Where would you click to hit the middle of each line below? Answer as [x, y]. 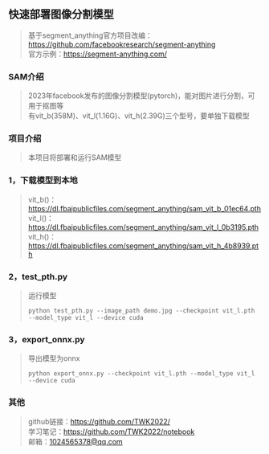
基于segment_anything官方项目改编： [90, 35]
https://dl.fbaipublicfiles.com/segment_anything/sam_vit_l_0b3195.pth [143, 227]
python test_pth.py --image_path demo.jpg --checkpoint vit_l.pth [141, 311]
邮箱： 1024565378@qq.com [75, 441]
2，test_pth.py [38, 276]
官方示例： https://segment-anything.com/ [97, 54]
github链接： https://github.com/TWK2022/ [99, 421]
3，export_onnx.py [47, 339]
